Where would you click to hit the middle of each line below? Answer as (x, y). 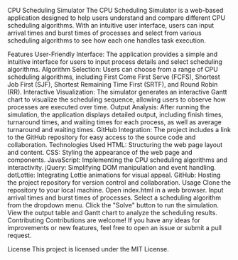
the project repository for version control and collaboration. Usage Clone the (119, 183)
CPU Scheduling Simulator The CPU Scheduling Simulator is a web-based (115, 10)
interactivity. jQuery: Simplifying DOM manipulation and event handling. (112, 167)
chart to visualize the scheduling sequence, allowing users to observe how (117, 99)
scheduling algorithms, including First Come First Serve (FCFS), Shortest (114, 77)
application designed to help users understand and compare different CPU (117, 18)
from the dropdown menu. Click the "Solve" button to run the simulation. (113, 205)
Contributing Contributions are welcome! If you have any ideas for (104, 220)
